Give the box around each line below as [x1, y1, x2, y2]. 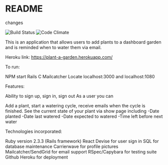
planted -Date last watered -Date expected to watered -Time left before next [5, 113, 163, 119]
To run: [5, 64, 20, 70]
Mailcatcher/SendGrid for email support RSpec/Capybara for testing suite [5, 148, 157, 154]
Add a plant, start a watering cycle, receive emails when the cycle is [5, 102, 145, 108]
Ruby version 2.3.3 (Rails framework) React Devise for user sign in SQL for [5, 138, 159, 144]
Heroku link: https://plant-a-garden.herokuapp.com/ [5, 54, 113, 60]
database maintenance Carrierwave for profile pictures [5, 143, 119, 149]
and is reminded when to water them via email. [5, 44, 102, 50]
